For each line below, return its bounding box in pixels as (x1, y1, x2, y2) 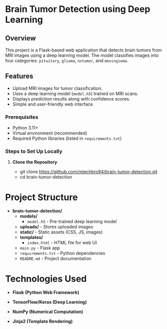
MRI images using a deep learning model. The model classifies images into (5, 52, 159, 58)
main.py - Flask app (19, 245, 60, 251)
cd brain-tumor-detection (19, 174, 72, 180)
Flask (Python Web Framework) (12, 290, 80, 296)
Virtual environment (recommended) (12, 130, 87, 136)
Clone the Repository (12, 159, 57, 165)
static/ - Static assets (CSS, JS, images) (19, 229, 103, 235)
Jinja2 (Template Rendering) (12, 319, 73, 325)
